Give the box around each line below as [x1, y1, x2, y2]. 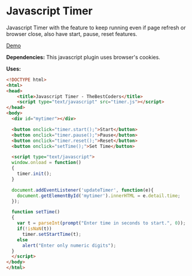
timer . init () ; [17, 171, 52, 177]
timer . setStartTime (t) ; [22, 231, 82, 237]
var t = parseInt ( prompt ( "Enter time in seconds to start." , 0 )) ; [17, 220, 186, 226]
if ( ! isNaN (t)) [17, 226, 52, 232]
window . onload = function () [11, 160, 82, 166]
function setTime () [11, 209, 60, 215]
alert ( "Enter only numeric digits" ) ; [22, 242, 117, 248]
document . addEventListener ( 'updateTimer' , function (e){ [11, 187, 154, 193]
